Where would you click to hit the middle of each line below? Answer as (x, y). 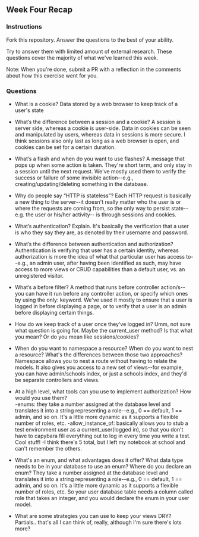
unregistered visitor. (39, 275)
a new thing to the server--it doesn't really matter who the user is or (98, 201)
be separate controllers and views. (57, 380)
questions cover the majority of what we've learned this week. (82, 58)
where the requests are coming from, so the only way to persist (92, 208)
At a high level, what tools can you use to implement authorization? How (103, 391)
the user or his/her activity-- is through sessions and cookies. (101, 215)
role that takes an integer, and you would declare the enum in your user (102, 498)
